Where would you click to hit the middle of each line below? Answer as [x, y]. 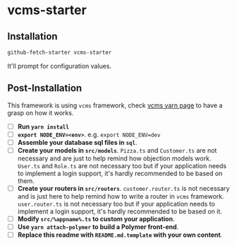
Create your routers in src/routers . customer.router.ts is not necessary [123, 188]
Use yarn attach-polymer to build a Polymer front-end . [98, 227]
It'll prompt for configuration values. [59, 66]
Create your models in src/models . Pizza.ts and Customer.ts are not [117, 150]
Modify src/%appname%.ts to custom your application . [96, 219]
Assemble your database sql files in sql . [77, 142]
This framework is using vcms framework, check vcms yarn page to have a [115, 105]
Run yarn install [43, 127]
